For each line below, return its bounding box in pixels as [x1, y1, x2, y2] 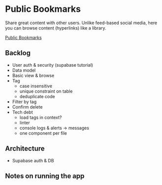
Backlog [5, 49, 31, 57]
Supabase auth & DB [12, 157, 54, 163]
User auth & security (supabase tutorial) [12, 62, 93, 68]
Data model [12, 67, 36, 73]
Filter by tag [12, 99, 37, 105]
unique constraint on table [19, 88, 73, 94]
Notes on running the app [5, 172, 85, 180]
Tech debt [12, 109, 33, 115]
